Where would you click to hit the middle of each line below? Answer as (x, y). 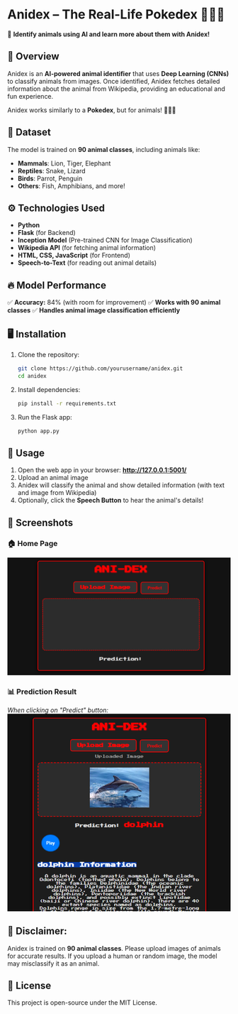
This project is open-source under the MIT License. (83, 1003)
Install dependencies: (49, 389)
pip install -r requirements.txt (67, 403)
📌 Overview (33, 56)
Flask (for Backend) (46, 233)
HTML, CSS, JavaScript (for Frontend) (74, 256)
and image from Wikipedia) (57, 493)
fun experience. (30, 96)
